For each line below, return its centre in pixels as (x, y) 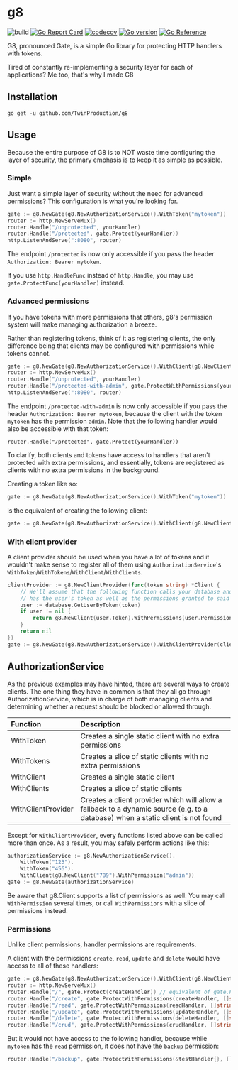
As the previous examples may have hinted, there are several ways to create (119, 684)
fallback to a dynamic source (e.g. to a (144, 809)
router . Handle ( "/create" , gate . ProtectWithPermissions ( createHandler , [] (119, 998)
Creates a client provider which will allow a (151, 799)
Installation (33, 97)
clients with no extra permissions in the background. (84, 470)
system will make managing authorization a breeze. (82, 324)
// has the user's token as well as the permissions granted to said (125, 598)
